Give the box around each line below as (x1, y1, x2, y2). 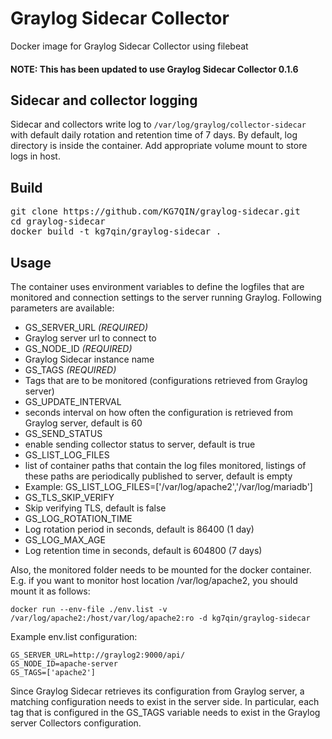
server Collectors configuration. (10, 717, 142, 729)
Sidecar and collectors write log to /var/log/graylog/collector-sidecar (10, 118, 307, 131)
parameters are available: (10, 302, 115, 314)
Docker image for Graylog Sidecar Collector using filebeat (10, 40, 249, 52)
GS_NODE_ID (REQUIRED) (24, 342, 133, 354)
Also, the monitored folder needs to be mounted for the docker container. (10, 563, 312, 576)
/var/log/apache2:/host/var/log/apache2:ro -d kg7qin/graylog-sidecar (10, 613, 311, 623)
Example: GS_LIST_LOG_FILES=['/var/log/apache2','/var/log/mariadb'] (24, 480, 313, 492)
